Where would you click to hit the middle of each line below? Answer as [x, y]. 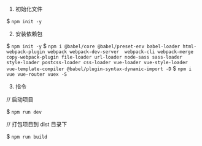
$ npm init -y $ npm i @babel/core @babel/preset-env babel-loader [93, 46]
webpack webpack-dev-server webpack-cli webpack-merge [120, 52]
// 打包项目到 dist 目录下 [37, 124]
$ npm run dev [24, 111]
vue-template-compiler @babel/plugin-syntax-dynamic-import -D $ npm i [99, 68]
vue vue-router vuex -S [37, 75]
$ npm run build [27, 137]
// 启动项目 [20, 99]
